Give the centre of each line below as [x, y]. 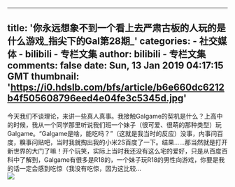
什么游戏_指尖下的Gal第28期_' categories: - [102, 42]
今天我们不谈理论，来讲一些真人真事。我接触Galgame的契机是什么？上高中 [115, 116]
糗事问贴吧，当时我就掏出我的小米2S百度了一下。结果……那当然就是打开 [123, 142]
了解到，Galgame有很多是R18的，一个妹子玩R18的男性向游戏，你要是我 [122, 159]
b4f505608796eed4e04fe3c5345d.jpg [95, 98]
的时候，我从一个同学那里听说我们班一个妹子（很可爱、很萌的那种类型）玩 [114, 125]
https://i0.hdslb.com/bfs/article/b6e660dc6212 [117, 88]
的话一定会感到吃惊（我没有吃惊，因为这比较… [74, 168]
